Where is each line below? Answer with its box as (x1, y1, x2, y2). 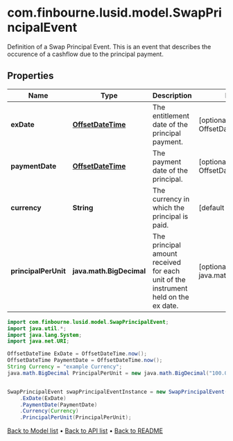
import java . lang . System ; (7, 331, 82, 338)
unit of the (152, 275, 186, 284)
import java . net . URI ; (7, 338, 70, 345)
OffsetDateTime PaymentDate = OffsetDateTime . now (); (7, 357, 163, 364)
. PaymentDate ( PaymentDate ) (19, 401, 98, 408)
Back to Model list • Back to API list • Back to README (7, 426, 163, 435)
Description (152, 90, 192, 100)
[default (198, 202, 225, 212)
